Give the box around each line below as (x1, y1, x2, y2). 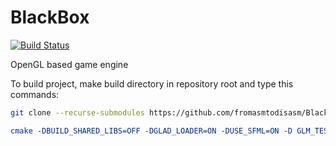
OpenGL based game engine (10, 58, 129, 70)
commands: (10, 88, 60, 100)
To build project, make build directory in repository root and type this (10, 77, 294, 90)
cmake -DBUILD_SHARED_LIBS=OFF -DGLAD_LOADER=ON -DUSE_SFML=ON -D (10, 126, 293, 136)
